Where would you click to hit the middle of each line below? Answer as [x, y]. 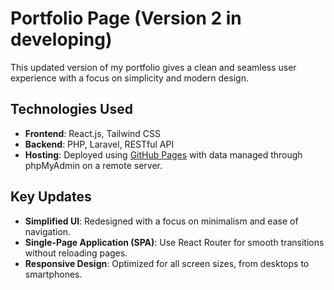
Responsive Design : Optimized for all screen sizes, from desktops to [167, 263]
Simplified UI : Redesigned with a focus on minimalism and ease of [161, 221]
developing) [61, 39]
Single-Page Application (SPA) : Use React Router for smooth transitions [174, 242]
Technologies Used [71, 109]
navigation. [48, 231]
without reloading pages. [76, 253]
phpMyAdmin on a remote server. [93, 165]
